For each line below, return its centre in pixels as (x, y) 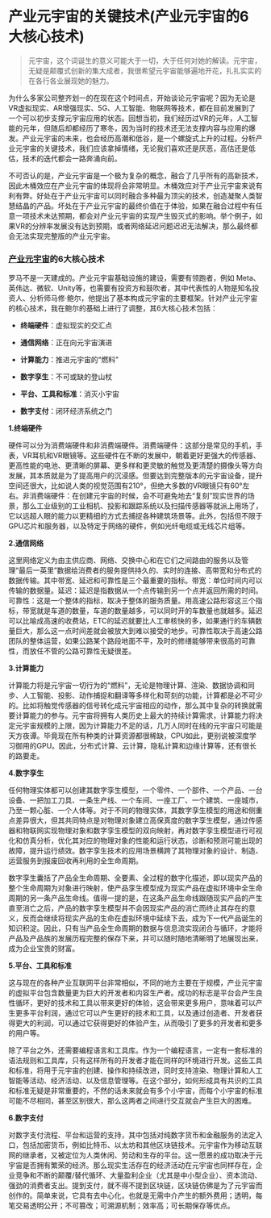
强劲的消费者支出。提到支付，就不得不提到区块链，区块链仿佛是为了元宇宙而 (135, 1186)
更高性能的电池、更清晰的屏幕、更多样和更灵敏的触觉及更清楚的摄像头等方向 (135, 465)
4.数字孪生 (26, 773)
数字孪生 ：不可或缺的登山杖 (66, 377)
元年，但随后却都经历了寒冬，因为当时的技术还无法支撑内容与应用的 (135, 128)
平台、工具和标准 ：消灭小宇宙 (69, 394)
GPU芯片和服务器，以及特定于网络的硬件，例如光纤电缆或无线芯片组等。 (129, 526)
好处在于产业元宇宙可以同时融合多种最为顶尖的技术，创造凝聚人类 (146, 195)
